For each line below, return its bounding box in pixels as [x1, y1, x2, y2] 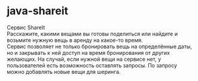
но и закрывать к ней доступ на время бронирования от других [7, 49, 170, 56]
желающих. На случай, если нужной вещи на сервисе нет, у [7, 55, 162, 63]
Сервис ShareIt [7, 24, 45, 31]
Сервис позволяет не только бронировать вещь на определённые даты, [7, 43, 192, 50]
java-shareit [7, 4, 68, 18]
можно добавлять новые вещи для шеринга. [7, 68, 121, 75]
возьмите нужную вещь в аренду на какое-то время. [7, 36, 143, 43]
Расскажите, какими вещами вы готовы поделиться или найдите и [7, 30, 178, 37]
